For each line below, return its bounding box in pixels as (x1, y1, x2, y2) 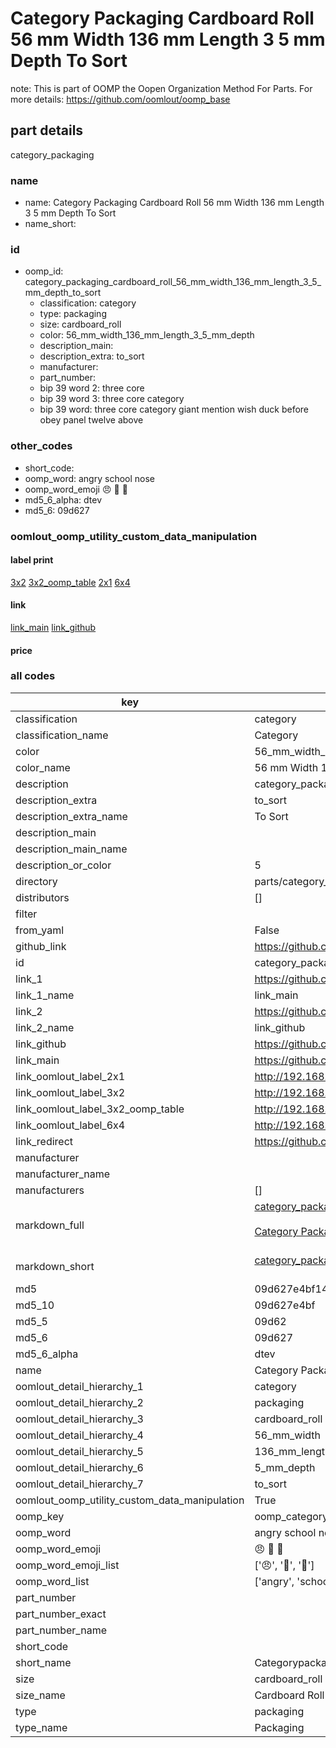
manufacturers (15, 1183, 85, 1197)
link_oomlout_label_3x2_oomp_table (15, 1102, 185, 1116)
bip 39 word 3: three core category (39, 393, 185, 405)
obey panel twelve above (39, 414, 144, 426)
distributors (15, 890, 70, 904)
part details (10, 122, 84, 139)
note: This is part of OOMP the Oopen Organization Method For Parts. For (10, 82, 313, 94)
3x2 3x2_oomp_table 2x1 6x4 (10, 576, 131, 588)
